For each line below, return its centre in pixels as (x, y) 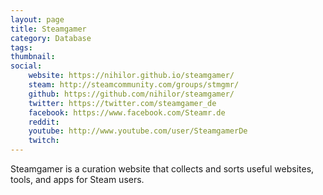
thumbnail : (33, 57)
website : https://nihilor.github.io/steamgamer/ (131, 76)
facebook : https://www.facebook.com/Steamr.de (127, 112)
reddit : (44, 122)
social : (26, 66)
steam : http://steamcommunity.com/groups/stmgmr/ (134, 85)
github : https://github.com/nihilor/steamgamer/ (131, 94)
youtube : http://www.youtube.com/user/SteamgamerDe (138, 131)
